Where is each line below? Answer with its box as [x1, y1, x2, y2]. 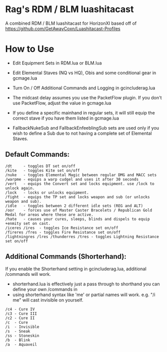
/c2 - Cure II [5, 315, 35, 321]
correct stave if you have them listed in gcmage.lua [12, 115, 120, 121]
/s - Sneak [5, 329, 30, 334]
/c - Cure [5, 320, 28, 325]
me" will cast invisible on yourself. [12, 297, 84, 303]
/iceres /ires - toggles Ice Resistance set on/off [5, 225, 119, 230]
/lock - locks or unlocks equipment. [5, 190, 89, 195]
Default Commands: [5, 150, 70, 159]
